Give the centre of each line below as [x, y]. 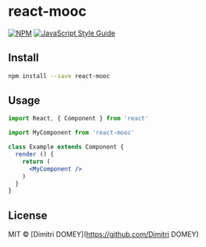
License [28, 215]
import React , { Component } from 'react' [78, 119]
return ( [36, 161]
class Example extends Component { [66, 147]
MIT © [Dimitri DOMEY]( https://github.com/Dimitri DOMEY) [104, 234]
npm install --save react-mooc [59, 76]
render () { [35, 155]
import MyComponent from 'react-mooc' [71, 133]
